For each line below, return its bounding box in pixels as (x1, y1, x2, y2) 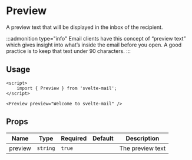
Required (61, 134, 87, 142)
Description (125, 134, 160, 142)
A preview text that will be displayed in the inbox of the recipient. (6, 24, 163, 31)
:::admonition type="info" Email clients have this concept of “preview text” (6, 35, 186, 42)
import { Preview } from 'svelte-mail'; (16, 85, 117, 91)
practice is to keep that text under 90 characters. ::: (6, 47, 131, 54)
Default (92, 134, 114, 142)
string (37, 145, 55, 151)
